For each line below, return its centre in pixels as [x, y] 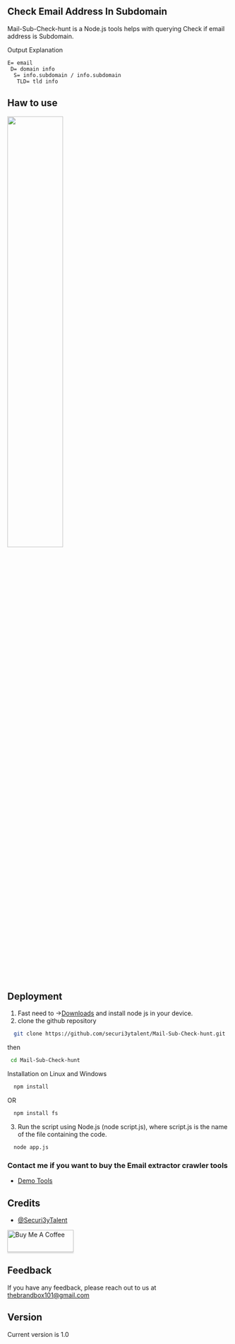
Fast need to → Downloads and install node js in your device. [105, 1013]
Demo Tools [35, 1181]
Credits [24, 1203]
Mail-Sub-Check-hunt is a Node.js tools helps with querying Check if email [116, 28]
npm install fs [36, 1114]
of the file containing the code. [62, 1134]
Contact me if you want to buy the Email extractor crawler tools [117, 1165]
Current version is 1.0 [38, 1334]
